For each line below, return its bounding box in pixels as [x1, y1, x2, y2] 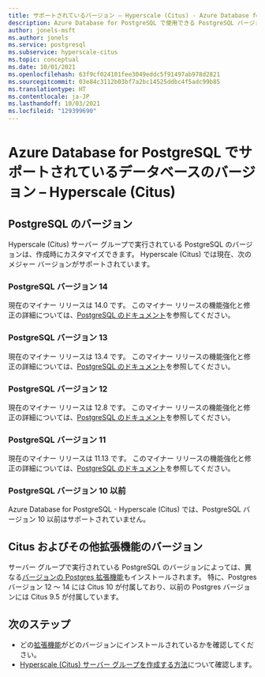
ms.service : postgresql [8, 41, 87, 49]
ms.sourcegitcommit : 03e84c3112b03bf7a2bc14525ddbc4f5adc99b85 [8, 78, 221, 85]
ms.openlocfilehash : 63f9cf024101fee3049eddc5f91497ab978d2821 [8, 70, 221, 78]
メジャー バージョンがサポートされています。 [8, 259, 155, 269]
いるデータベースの [90, 164, 215, 182]
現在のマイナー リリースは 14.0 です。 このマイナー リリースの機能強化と [8, 301, 244, 310]
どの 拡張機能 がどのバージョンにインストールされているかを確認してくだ [19, 640, 254, 649]
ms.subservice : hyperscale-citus [8, 48, 118, 56]
